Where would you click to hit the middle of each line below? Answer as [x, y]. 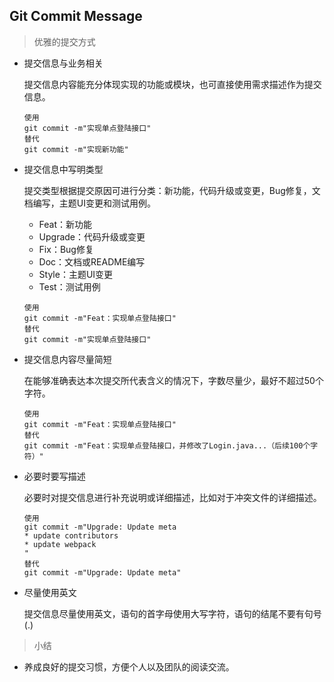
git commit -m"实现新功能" [76, 149]
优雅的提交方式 [64, 41]
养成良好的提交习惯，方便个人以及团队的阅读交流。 [129, 666]
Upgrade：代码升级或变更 [92, 236]
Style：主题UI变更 [76, 274]
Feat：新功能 [65, 224]
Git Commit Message [76, 16]
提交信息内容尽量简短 [67, 359]
